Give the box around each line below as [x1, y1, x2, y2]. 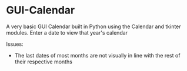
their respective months [14, 58, 72, 65]
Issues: [6, 40, 24, 48]
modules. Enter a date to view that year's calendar [6, 29, 128, 36]
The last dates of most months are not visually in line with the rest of [14, 52, 181, 59]
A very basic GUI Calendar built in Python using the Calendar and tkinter [6, 23, 181, 30]
